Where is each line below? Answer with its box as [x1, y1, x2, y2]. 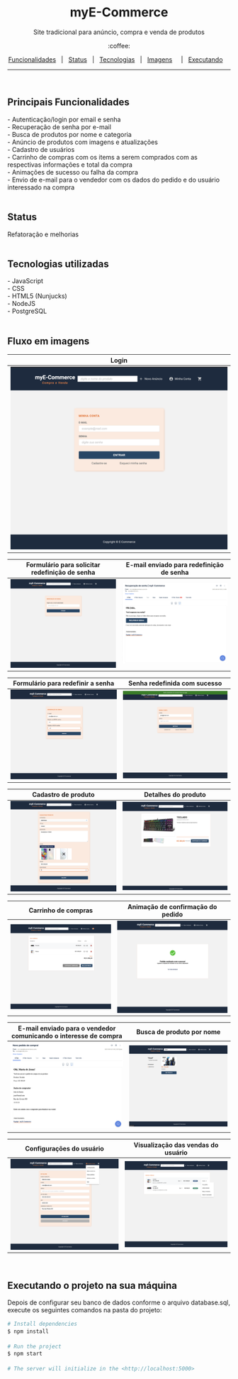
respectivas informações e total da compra [7, 160, 133, 169]
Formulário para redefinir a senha [13, 679, 115, 688]
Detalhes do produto [144, 791, 207, 799]
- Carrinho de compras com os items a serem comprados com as [7, 153, 198, 161]
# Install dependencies [7, 1320, 78, 1327]
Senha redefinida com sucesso [128, 679, 222, 688]
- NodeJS [7, 300, 36, 308]
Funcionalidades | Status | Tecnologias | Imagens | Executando [8, 55, 223, 64]
